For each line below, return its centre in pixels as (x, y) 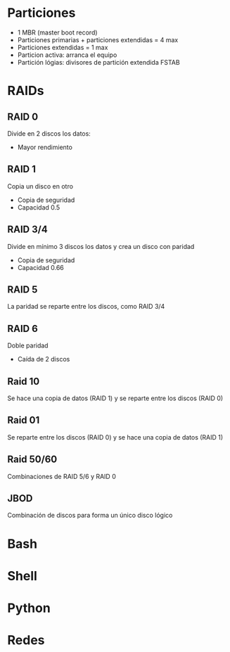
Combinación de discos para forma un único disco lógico (90, 516)
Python (29, 608)
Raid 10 (24, 381)
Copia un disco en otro (40, 186)
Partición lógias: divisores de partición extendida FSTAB (99, 62)
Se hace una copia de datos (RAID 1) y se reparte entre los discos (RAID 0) (115, 398)
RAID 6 (23, 328)
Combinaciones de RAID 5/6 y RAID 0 (62, 476)
